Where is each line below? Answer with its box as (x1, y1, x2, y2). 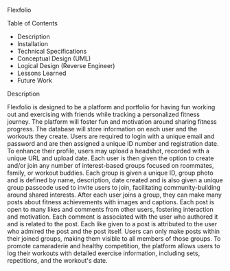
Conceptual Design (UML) (16, 54, 91, 63)
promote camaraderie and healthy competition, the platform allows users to (7, 242, 220, 250)
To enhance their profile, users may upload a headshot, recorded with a (7, 147, 210, 155)
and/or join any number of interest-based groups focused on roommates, (7, 162, 214, 169)
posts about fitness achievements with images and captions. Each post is (7, 198, 215, 206)
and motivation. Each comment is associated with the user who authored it (7, 213, 218, 221)
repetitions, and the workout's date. (7, 257, 108, 264)
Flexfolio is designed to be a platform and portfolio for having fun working (7, 103, 216, 111)
